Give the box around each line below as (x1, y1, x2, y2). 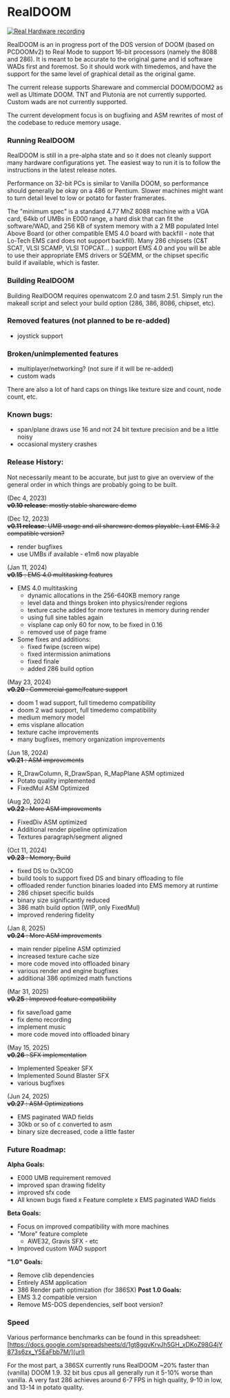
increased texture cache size (17, 952, 100, 960)
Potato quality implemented (17, 777, 96, 785)
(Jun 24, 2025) (7, 1092, 50, 1100)
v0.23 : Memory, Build (7, 853, 71, 861)
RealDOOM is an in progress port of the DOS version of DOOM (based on (7, 40, 215, 48)
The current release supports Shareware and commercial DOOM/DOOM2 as (7, 83, 223, 91)
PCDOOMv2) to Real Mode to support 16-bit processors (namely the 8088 (7, 48, 218, 56)
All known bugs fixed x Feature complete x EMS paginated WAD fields (17, 1196, 216, 1204)
